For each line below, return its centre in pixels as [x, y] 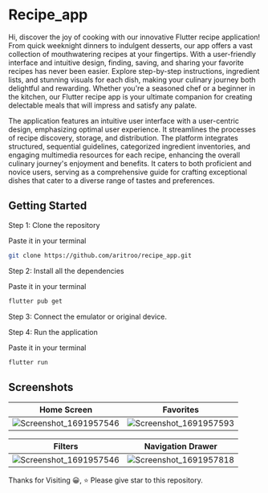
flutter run [28, 362]
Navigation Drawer [181, 446]
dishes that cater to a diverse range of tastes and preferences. [112, 180]
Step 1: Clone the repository [54, 225]
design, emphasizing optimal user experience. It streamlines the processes [132, 129]
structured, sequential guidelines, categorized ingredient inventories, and [129, 146]
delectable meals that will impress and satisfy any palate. [103, 105]
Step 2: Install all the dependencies [66, 271]
